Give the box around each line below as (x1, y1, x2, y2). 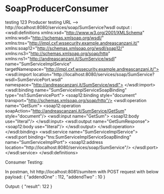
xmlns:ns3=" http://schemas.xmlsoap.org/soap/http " (5, 50, 111, 56)
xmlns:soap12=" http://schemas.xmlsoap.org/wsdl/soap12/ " (5, 45, 124, 51)
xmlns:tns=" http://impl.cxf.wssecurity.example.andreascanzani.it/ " (5, 40, 140, 46)
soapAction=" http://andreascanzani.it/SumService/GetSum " (5, 108, 126, 113)
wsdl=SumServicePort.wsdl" (5, 77, 63, 83)
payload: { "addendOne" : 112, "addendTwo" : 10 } (5, 174, 106, 180)
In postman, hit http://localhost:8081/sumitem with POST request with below (5, 168, 159, 174)
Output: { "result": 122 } (5, 183, 52, 189)
